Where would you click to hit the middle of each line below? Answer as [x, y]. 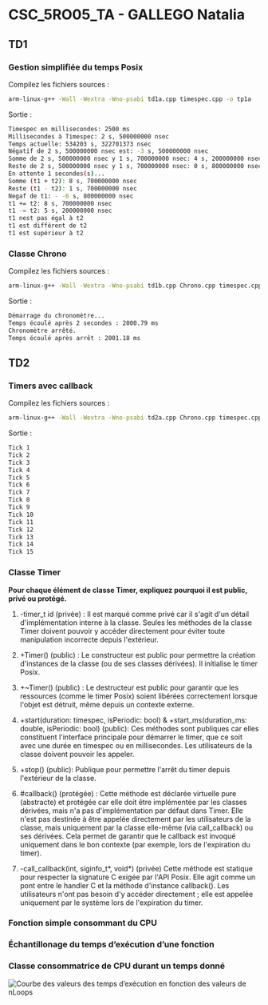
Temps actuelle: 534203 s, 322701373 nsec [80, 144]
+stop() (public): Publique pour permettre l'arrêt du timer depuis [125, 769]
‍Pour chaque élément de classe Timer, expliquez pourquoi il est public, [128, 590]
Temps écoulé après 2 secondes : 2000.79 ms [83, 323]
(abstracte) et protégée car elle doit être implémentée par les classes [133, 802]
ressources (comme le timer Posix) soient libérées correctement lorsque [138, 696]
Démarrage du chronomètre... [57, 316]
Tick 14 [21, 545]
